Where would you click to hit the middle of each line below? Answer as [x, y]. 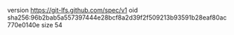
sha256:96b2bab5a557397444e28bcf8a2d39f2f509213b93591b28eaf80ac [117, 17]
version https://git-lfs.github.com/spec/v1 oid [73, 10]
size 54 [52, 25]
